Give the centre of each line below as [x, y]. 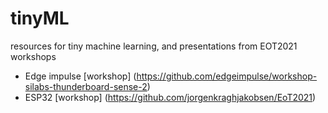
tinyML [40, 18]
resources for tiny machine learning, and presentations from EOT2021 [154, 46]
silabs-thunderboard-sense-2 [86, 86]
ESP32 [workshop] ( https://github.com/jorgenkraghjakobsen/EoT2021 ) [170, 97]
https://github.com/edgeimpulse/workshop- [227, 76]
